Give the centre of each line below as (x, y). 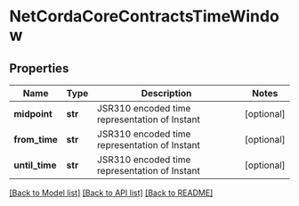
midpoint (33, 114)
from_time (36, 140)
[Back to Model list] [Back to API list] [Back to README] (111, 193)
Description (166, 93)
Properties (39, 68)
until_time (35, 165)
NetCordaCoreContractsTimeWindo (145, 16)
